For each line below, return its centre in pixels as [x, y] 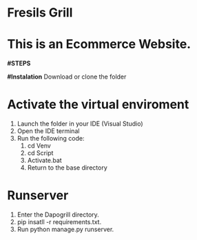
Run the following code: [51, 139]
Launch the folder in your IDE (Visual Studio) [80, 124]
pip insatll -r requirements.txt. [59, 222]
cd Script [40, 153]
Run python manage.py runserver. [65, 229]
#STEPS [19, 63]
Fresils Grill [40, 13]
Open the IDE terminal [48, 131]
